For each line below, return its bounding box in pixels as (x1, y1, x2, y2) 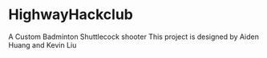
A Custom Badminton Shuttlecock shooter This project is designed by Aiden (8, 32, 259, 41)
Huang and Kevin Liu (8, 40, 77, 49)
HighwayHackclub (8, 6, 134, 24)
